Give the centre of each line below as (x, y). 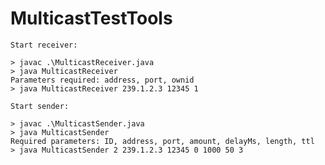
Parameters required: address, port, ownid (102, 80)
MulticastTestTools (91, 18)
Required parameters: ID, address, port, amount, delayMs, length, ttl (162, 141)
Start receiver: (44, 45)
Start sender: (40, 106)
